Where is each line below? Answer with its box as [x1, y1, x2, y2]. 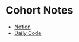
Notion [14, 23, 31, 30]
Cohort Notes [5, 4, 74, 17]
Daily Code [14, 29, 42, 36]
